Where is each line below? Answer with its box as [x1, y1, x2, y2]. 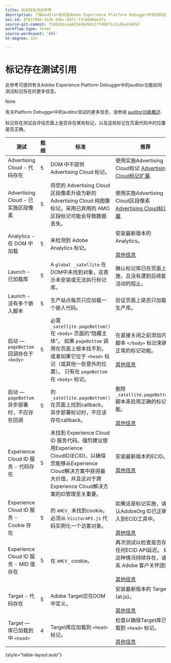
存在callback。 [50, 416, 86, 423]
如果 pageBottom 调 [64, 337, 108, 344]
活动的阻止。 [115, 280, 147, 287]
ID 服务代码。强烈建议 [50, 437, 103, 444]
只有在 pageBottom [64, 368, 108, 375]
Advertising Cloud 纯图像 [50, 197, 110, 204]
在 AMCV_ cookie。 [50, 557, 93, 564]
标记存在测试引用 [5, 64, 77, 75]
